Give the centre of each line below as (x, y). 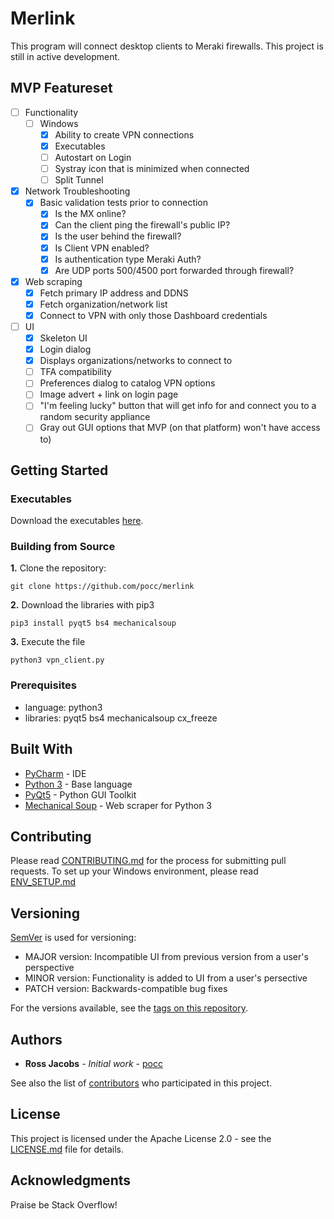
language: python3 (63, 707)
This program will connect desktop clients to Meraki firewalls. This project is (167, 46)
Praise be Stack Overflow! (64, 1204)
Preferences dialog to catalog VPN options (127, 383)
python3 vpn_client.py (57, 660)
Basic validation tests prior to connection (124, 203)
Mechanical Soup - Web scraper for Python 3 (118, 805)
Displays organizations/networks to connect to (136, 361)
